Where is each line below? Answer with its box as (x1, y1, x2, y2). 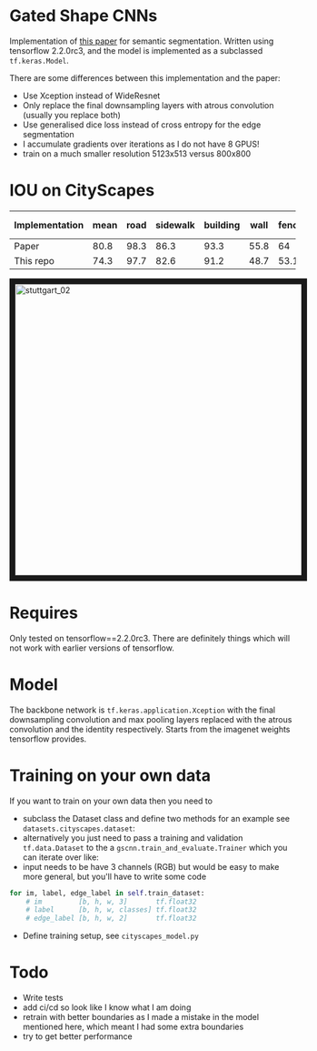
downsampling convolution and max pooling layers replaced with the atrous (9, 713, 292, 724)
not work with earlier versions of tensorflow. (9, 642, 174, 653)
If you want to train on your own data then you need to (9, 795, 213, 806)
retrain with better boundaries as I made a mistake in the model (22, 1012, 260, 1023)
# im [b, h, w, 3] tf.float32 (25, 897, 197, 906)
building (203, 218, 241, 231)
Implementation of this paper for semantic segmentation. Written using (9, 35, 274, 46)
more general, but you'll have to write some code (22, 871, 207, 882)
